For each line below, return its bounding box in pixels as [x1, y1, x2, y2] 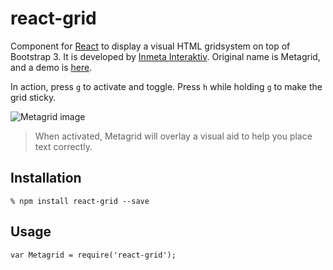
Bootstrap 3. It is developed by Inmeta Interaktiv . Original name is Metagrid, [10, 50, 321, 62]
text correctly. [34, 140, 93, 152]
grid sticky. [10, 91, 57, 103]
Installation [10, 170, 82, 187]
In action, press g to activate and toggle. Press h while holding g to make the [10, 80, 323, 92]
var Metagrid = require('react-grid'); [10, 250, 177, 260]
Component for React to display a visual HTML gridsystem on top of [10, 40, 291, 52]
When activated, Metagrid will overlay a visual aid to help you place [34, 130, 313, 142]
